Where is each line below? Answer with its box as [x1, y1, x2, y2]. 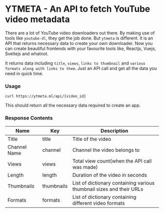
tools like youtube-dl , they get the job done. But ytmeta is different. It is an [5, 35, 153, 41]
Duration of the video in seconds [72, 171, 147, 178]
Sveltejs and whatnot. [5, 50, 49, 57]
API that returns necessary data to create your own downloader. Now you [5, 40, 153, 46]
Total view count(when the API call [72, 157, 152, 164]
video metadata [5, 14, 70, 25]
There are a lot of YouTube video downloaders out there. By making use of [5, 30, 155, 36]
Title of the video [72, 135, 111, 142]
